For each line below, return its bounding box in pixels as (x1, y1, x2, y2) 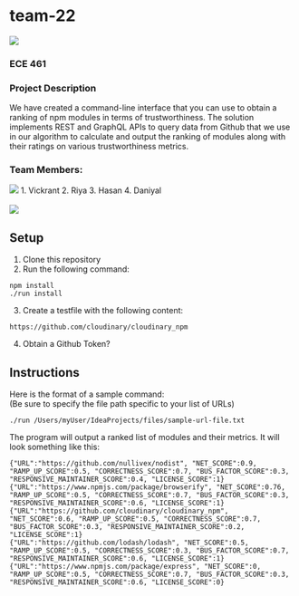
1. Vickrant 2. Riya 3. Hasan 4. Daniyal (20, 185, 162, 196)
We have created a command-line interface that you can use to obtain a (9, 102, 277, 113)
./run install (9, 289, 63, 299)
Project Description (9, 82, 97, 94)
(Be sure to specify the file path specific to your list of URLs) (9, 399, 236, 409)
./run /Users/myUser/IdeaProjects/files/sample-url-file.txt (9, 416, 246, 426)
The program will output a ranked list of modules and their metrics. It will (9, 432, 280, 443)
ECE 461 (9, 57, 47, 70)
